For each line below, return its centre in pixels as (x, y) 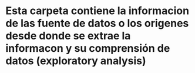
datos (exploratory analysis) (76, 61)
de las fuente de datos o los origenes (97, 23)
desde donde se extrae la (68, 36)
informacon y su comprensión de (88, 49)
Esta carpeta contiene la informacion (97, 11)
